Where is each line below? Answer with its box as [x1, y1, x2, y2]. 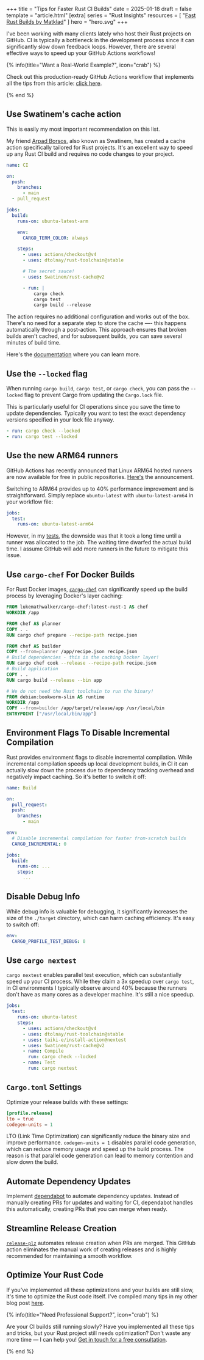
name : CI [6, 162, 29, 168]
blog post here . [6, 1299, 44, 1306]
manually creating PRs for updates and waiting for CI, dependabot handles [6, 1199, 194, 1206]
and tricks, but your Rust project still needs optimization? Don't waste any [6, 1329, 191, 1337]
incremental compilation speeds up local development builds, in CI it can [6, 760, 188, 767]
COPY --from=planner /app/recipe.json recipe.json [6, 649, 138, 655]
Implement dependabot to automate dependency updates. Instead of [6, 1193, 180, 1200]
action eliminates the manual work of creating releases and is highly [6, 1246, 177, 1253]
